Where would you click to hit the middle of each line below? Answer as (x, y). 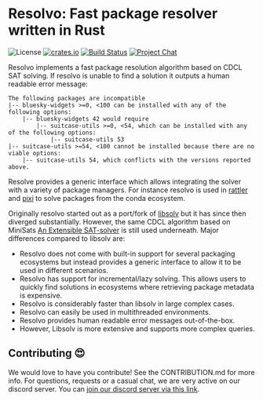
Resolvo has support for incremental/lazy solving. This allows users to (133, 279)
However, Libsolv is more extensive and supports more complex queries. (137, 328)
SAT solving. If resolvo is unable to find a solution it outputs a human (119, 75)
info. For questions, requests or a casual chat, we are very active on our (124, 381)
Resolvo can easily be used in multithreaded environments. (115, 312)
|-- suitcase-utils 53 (87, 139)
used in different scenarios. (64, 270)
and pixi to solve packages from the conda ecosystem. (97, 198)
